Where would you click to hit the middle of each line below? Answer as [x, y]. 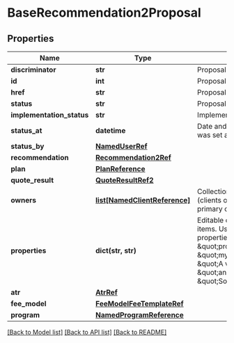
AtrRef [107, 292]
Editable [211, 220]
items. [207, 229]
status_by [28, 146]
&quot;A [211, 264]
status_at [26, 130]
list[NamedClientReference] [143, 200]
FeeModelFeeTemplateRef [139, 304]
